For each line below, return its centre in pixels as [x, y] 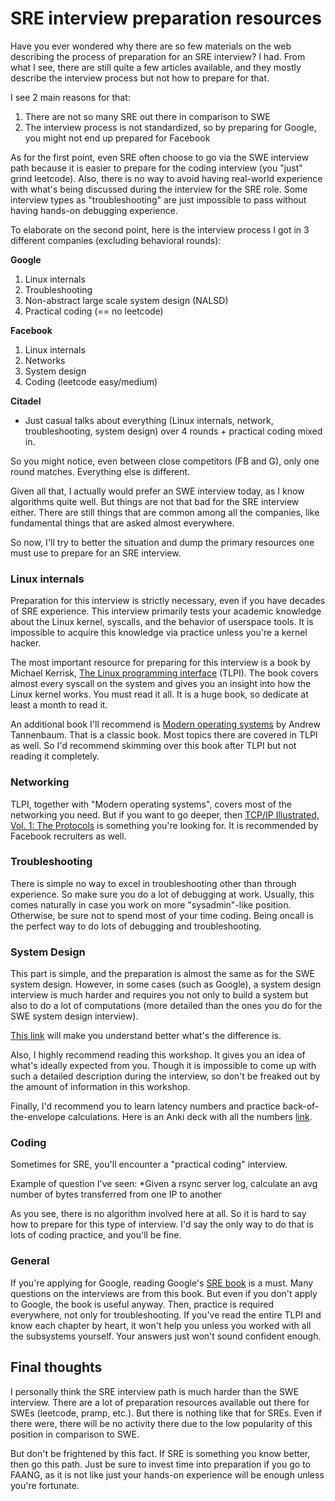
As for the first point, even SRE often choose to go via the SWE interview [160, 157]
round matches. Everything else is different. [100, 471]
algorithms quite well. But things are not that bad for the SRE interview [155, 501]
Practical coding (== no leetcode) [94, 311]
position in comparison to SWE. [75, 1434]
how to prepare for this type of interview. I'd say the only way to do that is [162, 1224]
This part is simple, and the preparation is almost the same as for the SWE [162, 974]
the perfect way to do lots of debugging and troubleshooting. [136, 926]
